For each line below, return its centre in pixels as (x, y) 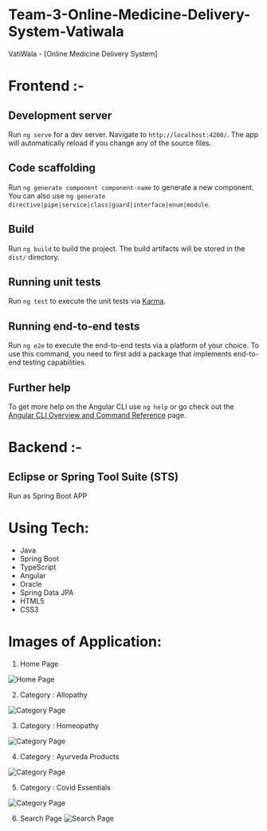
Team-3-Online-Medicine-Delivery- (130, 15)
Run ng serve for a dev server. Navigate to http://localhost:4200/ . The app (133, 134)
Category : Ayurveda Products (69, 756)
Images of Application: (85, 642)
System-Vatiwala (67, 32)
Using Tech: (49, 528)
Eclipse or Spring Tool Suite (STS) (94, 477)
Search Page (41, 818)
